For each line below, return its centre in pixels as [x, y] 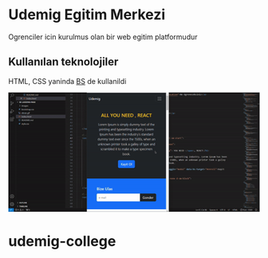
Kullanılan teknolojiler [63, 62]
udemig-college [62, 242]
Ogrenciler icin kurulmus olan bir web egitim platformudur [103, 37]
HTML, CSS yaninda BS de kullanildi [67, 81]
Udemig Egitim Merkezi [87, 15]
